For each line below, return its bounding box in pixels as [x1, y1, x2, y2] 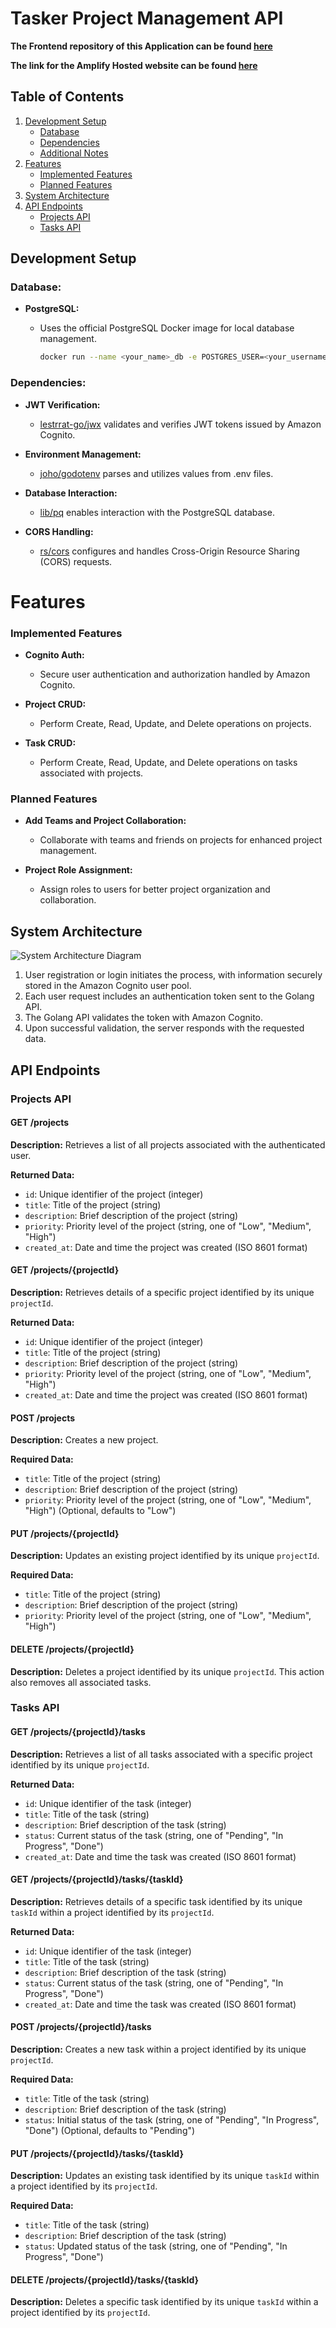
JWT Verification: [24, 398, 101, 411]
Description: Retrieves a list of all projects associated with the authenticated [10, 1138, 326, 1151]
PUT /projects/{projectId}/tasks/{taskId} [10, 2147, 184, 2159]
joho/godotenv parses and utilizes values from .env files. [39, 467, 274, 479]
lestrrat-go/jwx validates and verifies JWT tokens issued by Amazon [39, 418, 322, 430]
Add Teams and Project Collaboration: [24, 815, 187, 827]
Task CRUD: [24, 737, 77, 749]
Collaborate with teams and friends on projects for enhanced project [39, 834, 323, 846]
